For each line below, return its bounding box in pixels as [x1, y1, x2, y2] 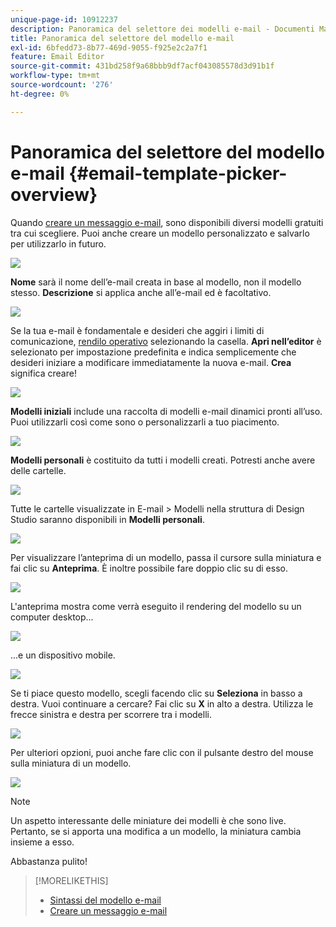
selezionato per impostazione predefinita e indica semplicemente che [10, 346, 297, 358]
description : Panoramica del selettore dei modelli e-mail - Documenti [10, 24, 315, 34]
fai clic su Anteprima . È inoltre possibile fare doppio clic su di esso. [10, 562, 288, 574]
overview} [10, 183, 98, 206]
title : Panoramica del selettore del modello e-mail [10, 33, 235, 43]
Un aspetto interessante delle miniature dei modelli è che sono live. [10, 814, 287, 826]
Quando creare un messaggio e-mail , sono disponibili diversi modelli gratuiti [10, 216, 324, 228]
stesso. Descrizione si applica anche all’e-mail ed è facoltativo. [10, 286, 272, 298]
